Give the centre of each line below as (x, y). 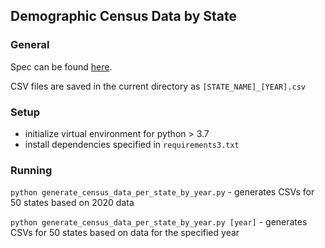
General (30, 45)
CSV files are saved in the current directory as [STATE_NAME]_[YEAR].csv (158, 86)
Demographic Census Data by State (123, 16)
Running (31, 170)
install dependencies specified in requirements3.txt (132, 144)
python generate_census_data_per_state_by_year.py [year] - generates (159, 222)
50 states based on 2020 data (72, 203)
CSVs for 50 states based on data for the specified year (125, 233)
